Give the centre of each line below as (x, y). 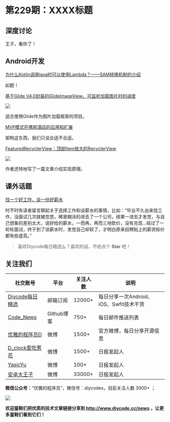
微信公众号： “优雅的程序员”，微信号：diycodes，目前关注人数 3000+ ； (80, 388)
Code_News (22, 317)
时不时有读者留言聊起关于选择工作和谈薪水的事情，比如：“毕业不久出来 (79, 210)
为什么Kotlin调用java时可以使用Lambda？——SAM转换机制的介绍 (73, 74)
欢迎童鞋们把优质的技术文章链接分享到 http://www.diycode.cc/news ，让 (82, 408)
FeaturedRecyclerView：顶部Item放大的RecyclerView (61, 148)
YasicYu (17, 365)
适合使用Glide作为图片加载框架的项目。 (46, 116)
